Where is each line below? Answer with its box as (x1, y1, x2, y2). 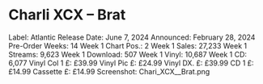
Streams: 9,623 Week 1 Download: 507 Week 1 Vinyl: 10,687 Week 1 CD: (8, 49, 248, 59)
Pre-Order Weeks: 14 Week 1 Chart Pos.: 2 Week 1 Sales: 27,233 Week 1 (8, 40, 248, 50)
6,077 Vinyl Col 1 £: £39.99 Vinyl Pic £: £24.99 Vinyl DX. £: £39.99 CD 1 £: (8, 58, 254, 68)
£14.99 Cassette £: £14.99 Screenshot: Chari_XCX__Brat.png (8, 66, 210, 76)
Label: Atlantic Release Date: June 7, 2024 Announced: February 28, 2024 (8, 32, 256, 42)
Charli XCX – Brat (8, 6, 126, 24)
